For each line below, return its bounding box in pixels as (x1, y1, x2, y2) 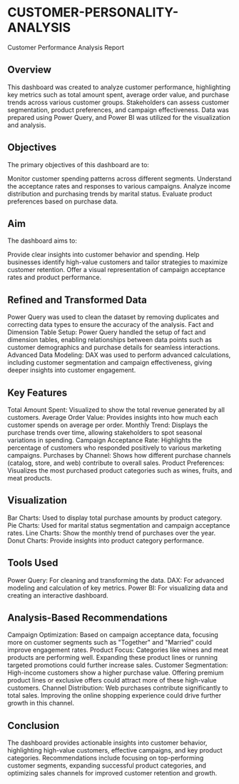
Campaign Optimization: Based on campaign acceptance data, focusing (7, 630, 219, 639)
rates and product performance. (7, 273, 102, 282)
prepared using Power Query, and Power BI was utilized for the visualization (7, 113, 230, 121)
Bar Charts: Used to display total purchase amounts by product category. (7, 513, 223, 522)
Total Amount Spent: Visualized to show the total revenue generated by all (7, 406, 225, 414)
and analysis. (7, 121, 46, 129)
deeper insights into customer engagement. (7, 366, 136, 375)
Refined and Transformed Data (7, 293, 148, 306)
